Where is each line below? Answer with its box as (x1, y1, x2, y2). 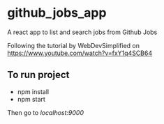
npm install (17, 87, 50, 95)
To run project (7, 69, 70, 81)
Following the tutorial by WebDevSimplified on (7, 41, 140, 49)
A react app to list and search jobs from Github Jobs (7, 28, 158, 36)
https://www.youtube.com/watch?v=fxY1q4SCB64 (7, 49, 152, 57)
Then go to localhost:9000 (7, 108, 84, 116)
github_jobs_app (7, 5, 107, 21)
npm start (17, 95, 45, 103)
